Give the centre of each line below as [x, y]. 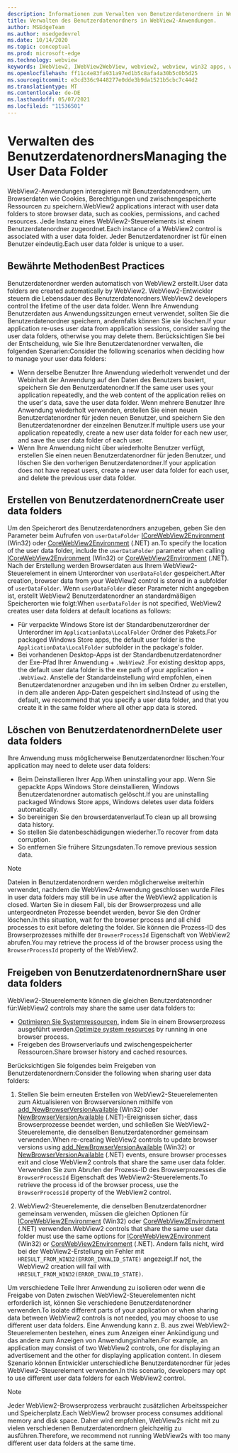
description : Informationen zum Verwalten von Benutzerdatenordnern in [115, 14]
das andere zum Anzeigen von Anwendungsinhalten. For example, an [108, 1340]
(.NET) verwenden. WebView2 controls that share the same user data [118, 1229]
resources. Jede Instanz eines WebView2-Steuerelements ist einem [106, 221]
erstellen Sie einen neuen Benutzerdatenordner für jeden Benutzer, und [122, 455]
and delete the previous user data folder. [77, 478]
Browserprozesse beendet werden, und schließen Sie [96, 1125]
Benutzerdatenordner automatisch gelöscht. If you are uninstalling [113, 794]
